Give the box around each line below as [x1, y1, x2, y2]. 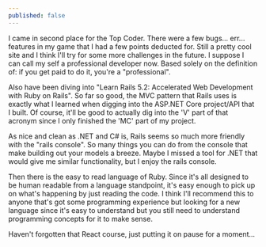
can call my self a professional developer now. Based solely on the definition [8, 59, 258, 68]
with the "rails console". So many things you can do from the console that [8, 139, 248, 149]
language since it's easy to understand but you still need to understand [8, 205, 240, 215]
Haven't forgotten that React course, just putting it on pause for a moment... [8, 229, 256, 238]
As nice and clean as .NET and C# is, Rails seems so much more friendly [8, 131, 245, 141]
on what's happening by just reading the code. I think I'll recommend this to [8, 188, 254, 198]
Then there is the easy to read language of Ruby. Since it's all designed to [8, 172, 249, 181]
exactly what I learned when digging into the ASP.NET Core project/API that [8, 99, 255, 108]
